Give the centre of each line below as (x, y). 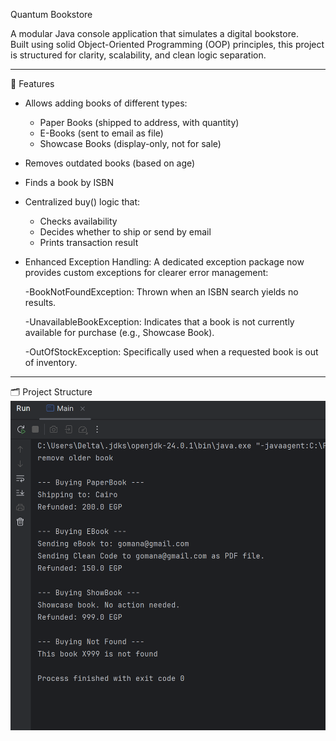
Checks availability (78, 221)
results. (40, 302)
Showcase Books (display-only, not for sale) (130, 143)
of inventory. (51, 362)
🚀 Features (32, 83)
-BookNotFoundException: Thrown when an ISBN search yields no (161, 292)
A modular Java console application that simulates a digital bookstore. (154, 33)
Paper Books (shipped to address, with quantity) (139, 122)
